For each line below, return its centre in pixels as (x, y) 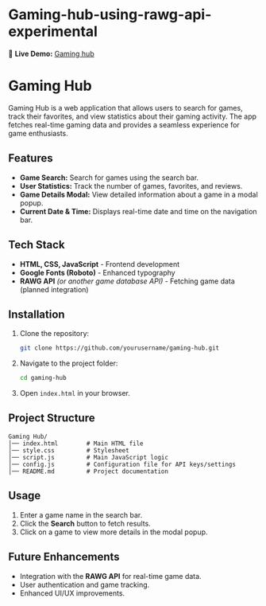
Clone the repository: (54, 334)
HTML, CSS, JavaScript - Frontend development (100, 264)
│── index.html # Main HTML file (76, 444)
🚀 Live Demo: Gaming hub (51, 53)
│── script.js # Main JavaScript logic (89, 457)
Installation (37, 314)
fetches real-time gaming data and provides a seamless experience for (124, 124)
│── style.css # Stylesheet (69, 450)
